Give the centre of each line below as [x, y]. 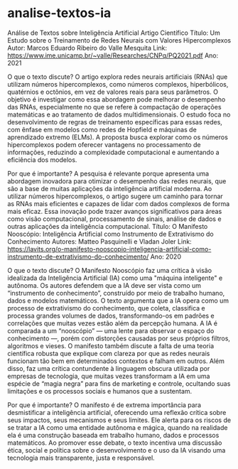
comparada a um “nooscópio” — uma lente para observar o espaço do [111, 330]
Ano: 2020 [166, 257]
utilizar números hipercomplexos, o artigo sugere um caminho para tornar [115, 196]
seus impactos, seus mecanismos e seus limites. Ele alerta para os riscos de [119, 420]
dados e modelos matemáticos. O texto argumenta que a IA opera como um [118, 301]
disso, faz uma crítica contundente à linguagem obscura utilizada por [109, 368]
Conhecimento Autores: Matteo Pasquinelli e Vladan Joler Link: [99, 241]
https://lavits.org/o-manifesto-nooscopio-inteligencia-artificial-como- [109, 249]
